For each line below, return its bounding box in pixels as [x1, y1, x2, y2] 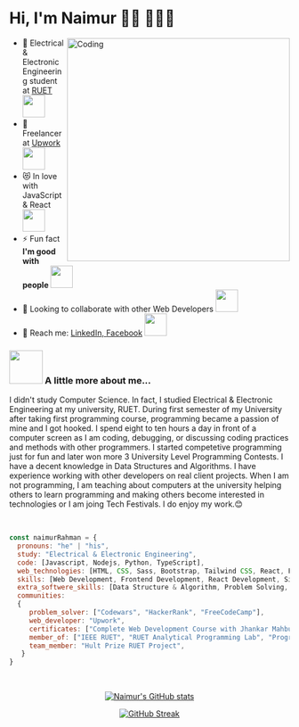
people [21, 279, 49, 290]
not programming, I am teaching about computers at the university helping [9, 480, 282, 491]
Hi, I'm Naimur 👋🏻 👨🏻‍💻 [9, 8, 175, 29]
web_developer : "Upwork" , [28, 615, 125, 625]
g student [21, 75, 58, 86]
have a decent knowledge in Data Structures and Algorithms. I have [9, 461, 256, 472]
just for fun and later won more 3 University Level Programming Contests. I [9, 451, 284, 462]
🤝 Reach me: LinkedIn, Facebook [21, 327, 143, 338]
